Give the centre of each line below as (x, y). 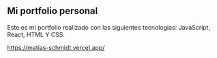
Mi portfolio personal (53, 11)
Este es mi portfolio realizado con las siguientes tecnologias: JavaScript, (108, 27)
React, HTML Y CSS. (36, 34)
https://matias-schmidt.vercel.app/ (56, 47)
